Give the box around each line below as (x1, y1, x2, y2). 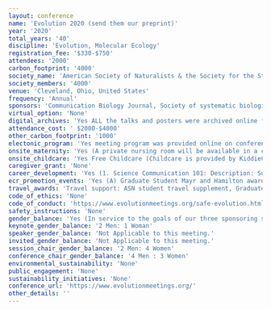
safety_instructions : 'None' (8, 207, 106, 215)
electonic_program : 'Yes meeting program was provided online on (8, 139, 232, 148)
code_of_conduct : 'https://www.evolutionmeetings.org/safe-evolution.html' (8, 199, 269, 207)
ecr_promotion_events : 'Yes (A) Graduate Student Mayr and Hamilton (8, 177, 244, 186)
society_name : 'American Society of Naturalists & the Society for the (8, 72, 254, 80)
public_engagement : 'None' (8, 267, 99, 275)
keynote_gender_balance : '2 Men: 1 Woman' (8, 222, 153, 230)
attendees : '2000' (8, 57, 70, 65)
